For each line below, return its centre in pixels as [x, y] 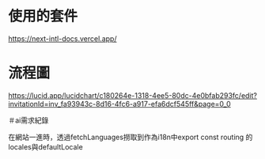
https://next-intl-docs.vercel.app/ [62, 38]
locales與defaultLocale [45, 146]
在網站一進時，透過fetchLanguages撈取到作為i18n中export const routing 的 [131, 137]
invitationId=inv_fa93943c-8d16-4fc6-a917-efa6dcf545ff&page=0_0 [119, 104]
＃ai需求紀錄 [28, 120]
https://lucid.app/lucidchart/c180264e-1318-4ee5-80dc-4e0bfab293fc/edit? [133, 95]
